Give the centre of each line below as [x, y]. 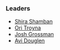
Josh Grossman [34, 34]
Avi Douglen [29, 41]
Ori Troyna [28, 28]
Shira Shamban [33, 22]
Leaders [18, 8]
